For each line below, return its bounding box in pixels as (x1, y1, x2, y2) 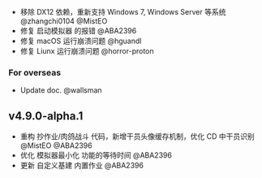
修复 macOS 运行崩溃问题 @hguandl (19, 36, 142, 46)
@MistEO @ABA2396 (19, 141, 92, 150)
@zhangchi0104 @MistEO (19, 16, 108, 26)
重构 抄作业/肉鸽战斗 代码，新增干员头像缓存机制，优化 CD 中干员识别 (19, 132, 255, 141)
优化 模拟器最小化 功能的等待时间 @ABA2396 (19, 150, 173, 160)
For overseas (8, 67, 62, 78)
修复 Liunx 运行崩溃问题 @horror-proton (19, 46, 154, 55)
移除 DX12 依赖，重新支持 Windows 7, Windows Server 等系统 (19, 7, 226, 16)
